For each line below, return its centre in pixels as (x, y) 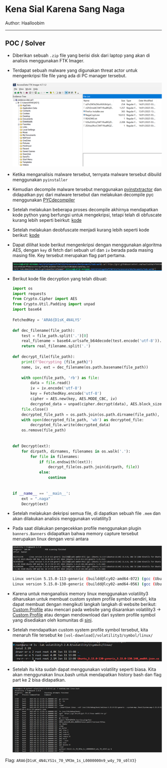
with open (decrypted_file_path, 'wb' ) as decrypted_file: (83, 420)
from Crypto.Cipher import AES (45, 299)
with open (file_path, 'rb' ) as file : (61, 378)
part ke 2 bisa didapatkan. (39, 680)
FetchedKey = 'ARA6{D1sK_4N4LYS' (47, 320)
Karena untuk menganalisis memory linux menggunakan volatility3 (80, 594)
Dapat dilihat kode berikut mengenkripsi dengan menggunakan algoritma (87, 245)
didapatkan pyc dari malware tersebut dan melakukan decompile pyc (83, 194)
